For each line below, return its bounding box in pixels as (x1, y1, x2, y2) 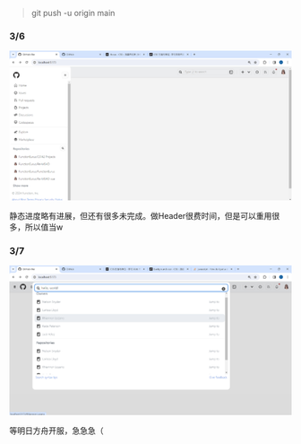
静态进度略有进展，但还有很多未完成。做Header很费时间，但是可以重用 (9, 210, 272, 221)
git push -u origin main (30, 8, 116, 18)
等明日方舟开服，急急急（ (9, 425, 104, 436)
